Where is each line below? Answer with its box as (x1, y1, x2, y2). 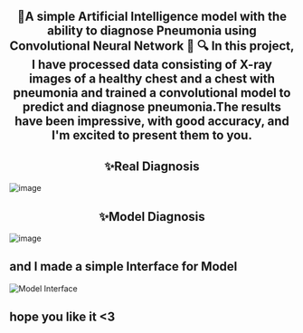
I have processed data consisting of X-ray (31, 57, 273, 72)
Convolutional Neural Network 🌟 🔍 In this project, (9, 38, 295, 54)
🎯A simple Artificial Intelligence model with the (16, 9, 288, 24)
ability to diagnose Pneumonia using (46, 24, 258, 39)
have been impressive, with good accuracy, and (14, 114, 289, 129)
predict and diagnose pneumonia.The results (22, 100, 282, 115)
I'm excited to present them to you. (51, 128, 253, 143)
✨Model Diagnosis (99, 209, 205, 224)
